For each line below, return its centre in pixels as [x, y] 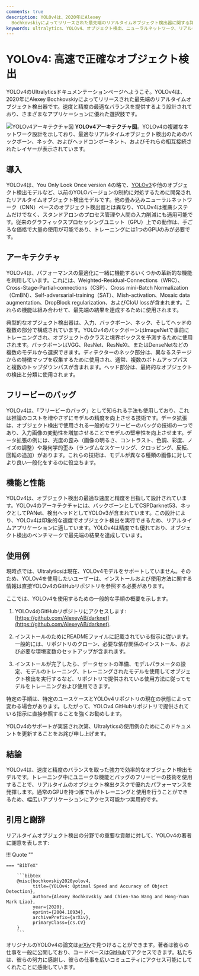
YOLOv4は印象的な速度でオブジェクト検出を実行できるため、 [92, 521]
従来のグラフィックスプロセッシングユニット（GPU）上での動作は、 [99, 222]
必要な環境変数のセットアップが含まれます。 [74, 651]
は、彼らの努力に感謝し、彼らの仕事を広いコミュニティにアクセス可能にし [97, 959]
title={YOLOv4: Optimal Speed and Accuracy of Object [100, 886]
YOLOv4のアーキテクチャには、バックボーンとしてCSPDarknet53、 [98, 506]
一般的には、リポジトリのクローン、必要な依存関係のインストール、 [97, 644]
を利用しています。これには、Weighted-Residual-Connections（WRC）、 [94, 280]
